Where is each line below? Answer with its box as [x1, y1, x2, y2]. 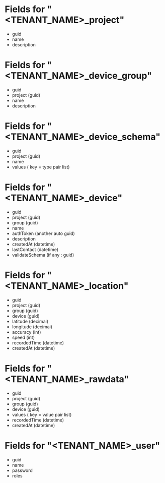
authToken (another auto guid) [12, 230, 75, 236]
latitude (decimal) [12, 318, 49, 324]
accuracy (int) [12, 329, 41, 335]
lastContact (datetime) [12, 246, 59, 253]
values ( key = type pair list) [12, 164, 70, 170]
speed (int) [12, 334, 35, 340]
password [12, 467, 33, 473]
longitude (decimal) [12, 324, 53, 330]
